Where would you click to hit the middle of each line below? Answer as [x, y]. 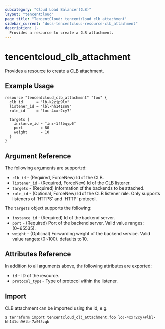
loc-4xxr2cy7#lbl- [137, 317]
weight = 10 [32, 132]
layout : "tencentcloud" [30, 14]
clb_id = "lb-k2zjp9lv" [40, 102]
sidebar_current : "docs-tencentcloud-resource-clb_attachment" [72, 23]
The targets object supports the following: [48, 208]
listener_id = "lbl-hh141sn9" [41, 106]
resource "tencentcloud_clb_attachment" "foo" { [56, 98]
